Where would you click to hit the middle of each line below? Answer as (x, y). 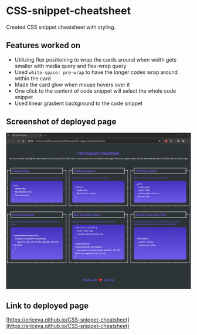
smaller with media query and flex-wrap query (70, 66)
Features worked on (43, 45)
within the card (33, 78)
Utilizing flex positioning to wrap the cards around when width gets (96, 59)
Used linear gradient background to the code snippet (79, 103)
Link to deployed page (47, 305)
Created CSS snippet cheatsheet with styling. (61, 27)
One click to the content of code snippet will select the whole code (95, 91)
